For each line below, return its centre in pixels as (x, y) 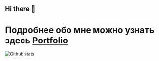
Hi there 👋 (20, 9)
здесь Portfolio (37, 40)
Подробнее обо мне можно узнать (80, 30)
